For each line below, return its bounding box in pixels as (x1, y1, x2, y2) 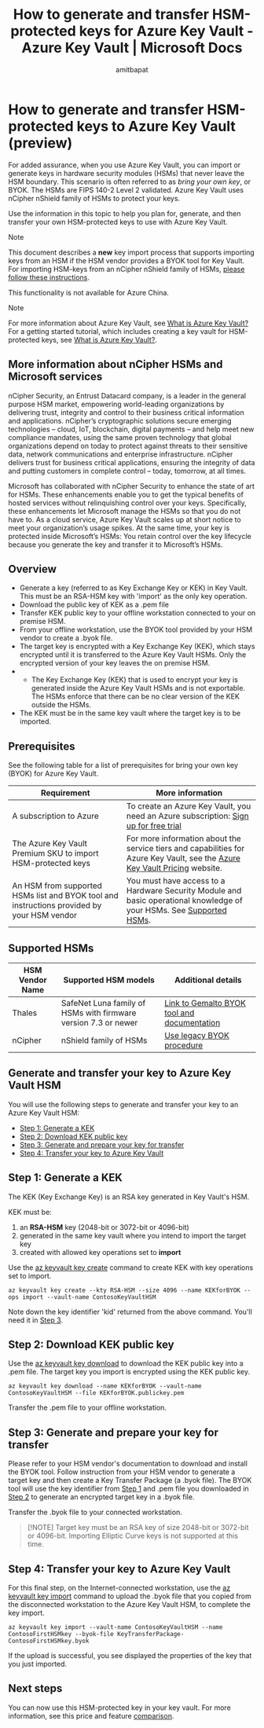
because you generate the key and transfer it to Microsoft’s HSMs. (8, 540, 223, 549)
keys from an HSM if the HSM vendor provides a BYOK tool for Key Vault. (8, 255, 245, 265)
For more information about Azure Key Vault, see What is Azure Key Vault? (8, 318, 249, 328)
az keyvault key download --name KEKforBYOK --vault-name (8, 1382, 202, 1390)
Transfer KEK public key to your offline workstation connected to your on (19, 608, 256, 618)
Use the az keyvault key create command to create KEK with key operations (8, 1263, 254, 1272)
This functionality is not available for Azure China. (8, 288, 169, 297)
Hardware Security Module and (126, 886, 242, 897)
